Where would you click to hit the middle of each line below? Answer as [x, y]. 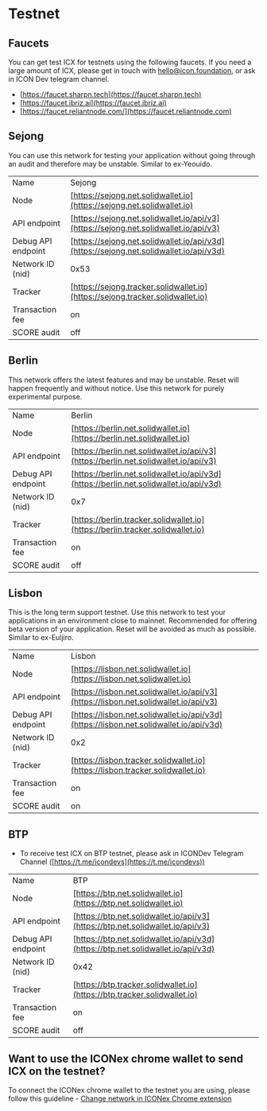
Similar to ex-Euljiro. [41, 638]
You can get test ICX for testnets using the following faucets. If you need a [130, 62]
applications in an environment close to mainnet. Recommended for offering [133, 621]
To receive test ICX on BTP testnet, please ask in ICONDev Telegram [132, 854]
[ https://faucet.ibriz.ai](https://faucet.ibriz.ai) [93, 103]
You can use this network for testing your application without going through [132, 155]
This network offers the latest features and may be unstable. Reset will [124, 380]
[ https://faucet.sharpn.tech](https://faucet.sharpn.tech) [110, 95]
